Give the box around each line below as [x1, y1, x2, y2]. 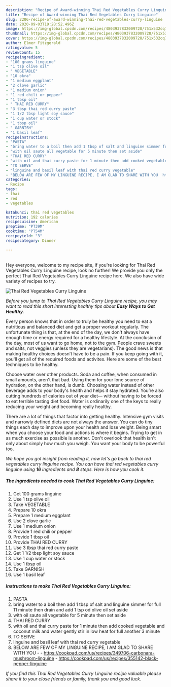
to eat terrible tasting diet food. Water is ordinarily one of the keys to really [6, 398, 161, 404]
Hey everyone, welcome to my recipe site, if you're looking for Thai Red [6, 262, 155, 268]
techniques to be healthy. [6, 361, 59, 368]
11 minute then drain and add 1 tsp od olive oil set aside [13, 606, 128, 612]
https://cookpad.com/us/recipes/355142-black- [58, 655, 159, 661]
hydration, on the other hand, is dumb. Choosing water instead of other [6, 382, 154, 388]
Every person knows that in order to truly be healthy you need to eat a [6, 318, 152, 324]
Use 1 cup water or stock [13, 555, 65, 561]
